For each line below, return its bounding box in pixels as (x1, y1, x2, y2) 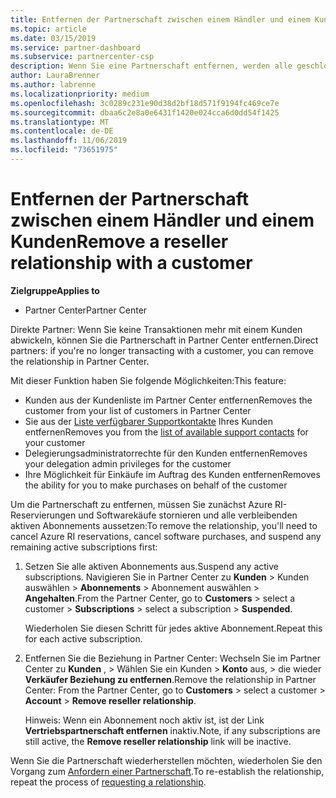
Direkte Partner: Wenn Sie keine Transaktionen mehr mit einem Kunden (10, 323, 303, 335)
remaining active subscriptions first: (10, 541, 158, 553)
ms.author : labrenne (10, 80, 97, 90)
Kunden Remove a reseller (10, 231, 229, 253)
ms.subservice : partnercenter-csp (10, 52, 155, 62)
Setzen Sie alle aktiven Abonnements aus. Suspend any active (24, 560, 279, 572)
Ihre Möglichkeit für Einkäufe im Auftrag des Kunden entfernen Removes (24, 468, 321, 480)
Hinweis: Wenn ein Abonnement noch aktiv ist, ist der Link (24, 714, 265, 726)
